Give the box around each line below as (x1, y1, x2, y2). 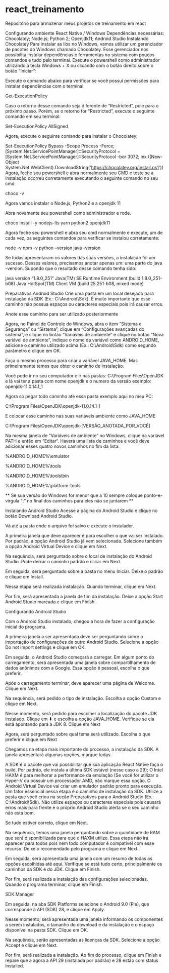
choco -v (5, 190, 24, 196)
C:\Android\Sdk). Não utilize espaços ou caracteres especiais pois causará (5, 799, 161, 805)
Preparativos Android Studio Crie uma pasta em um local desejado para (5, 290, 154, 296)
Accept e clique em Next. (5, 942, 58, 948)
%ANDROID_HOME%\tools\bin (5, 473, 69, 479)
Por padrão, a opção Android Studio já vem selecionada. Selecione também (5, 538, 162, 544)
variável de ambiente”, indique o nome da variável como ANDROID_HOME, (5, 337, 160, 343)
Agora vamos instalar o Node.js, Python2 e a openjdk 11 (5, 200, 121, 206)
